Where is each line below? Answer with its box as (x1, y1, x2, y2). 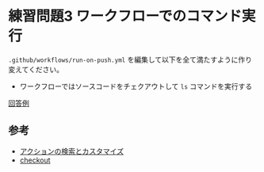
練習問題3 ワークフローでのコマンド (8, 7, 243, 25)
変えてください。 (8, 64, 63, 74)
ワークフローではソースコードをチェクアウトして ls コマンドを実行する (19, 81, 253, 91)
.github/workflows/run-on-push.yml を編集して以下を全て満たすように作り (8, 55, 252, 64)
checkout (19, 155, 51, 165)
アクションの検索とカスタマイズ (19, 146, 124, 155)
